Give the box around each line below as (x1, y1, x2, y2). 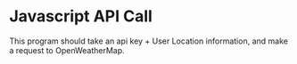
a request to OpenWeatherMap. (9, 44, 125, 55)
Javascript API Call (9, 6, 153, 27)
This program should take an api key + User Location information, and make (9, 36, 288, 46)
